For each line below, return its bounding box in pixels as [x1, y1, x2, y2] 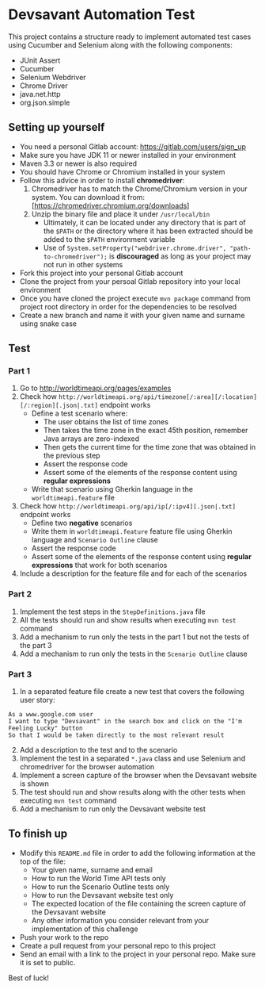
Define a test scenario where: [31, 408, 128, 418]
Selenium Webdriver [19, 72, 86, 82]
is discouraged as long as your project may [109, 251, 252, 261]
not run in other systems [43, 259, 123, 269]
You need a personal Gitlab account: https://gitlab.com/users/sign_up [19, 141, 247, 151]
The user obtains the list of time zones [43, 417, 168, 427]
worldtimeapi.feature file [31, 493, 115, 503]
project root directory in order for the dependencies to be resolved [19, 301, 237, 311]
